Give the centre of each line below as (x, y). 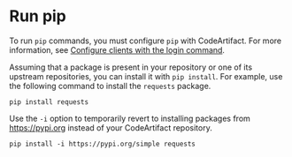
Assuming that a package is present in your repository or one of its (131, 67)
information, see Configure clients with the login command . (117, 49)
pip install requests (49, 102)
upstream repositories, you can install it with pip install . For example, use (146, 76)
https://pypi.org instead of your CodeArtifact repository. (111, 127)
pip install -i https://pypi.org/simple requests (103, 144)
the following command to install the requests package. (110, 86)
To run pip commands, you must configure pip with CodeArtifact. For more (145, 41)
